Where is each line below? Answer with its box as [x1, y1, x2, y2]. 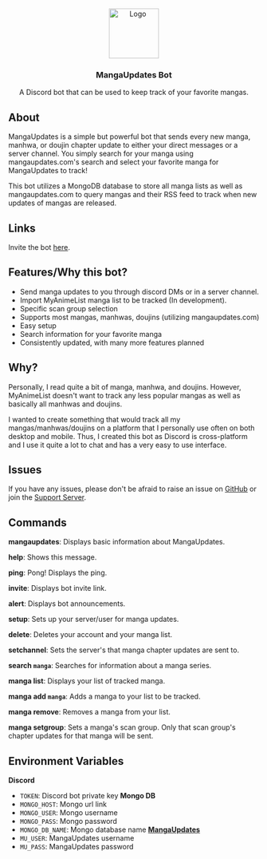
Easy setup [19, 320, 57, 331]
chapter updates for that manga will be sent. [8, 731, 154, 741]
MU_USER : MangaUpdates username [19, 833, 135, 842]
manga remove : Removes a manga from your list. [8, 707, 171, 717]
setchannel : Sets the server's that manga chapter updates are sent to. [8, 645, 240, 655]
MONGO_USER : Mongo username [19, 807, 118, 817]
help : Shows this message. [8, 552, 97, 562]
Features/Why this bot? [8, 266, 128, 279]
